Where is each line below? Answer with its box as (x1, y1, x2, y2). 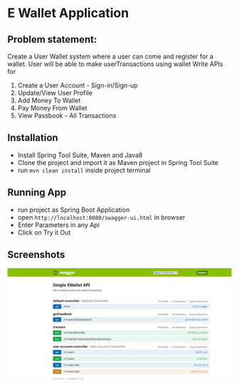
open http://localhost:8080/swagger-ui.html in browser (17, 213, 186, 221)
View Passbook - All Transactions (17, 112, 117, 120)
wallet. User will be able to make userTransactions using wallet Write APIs (7, 60, 223, 68)
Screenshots (7, 249, 65, 261)
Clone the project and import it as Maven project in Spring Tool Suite (17, 158, 218, 166)
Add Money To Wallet (17, 96, 81, 105)
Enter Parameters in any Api (17, 221, 100, 229)
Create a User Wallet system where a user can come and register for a (7, 52, 213, 60)
